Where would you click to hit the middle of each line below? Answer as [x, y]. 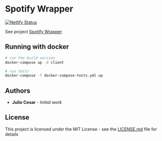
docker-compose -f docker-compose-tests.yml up [54, 76]
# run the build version [30, 58]
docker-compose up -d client [34, 62]
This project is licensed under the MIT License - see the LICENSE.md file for [81, 129]
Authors [18, 91]
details [12, 134]
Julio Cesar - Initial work [37, 102]
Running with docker [37, 47]
